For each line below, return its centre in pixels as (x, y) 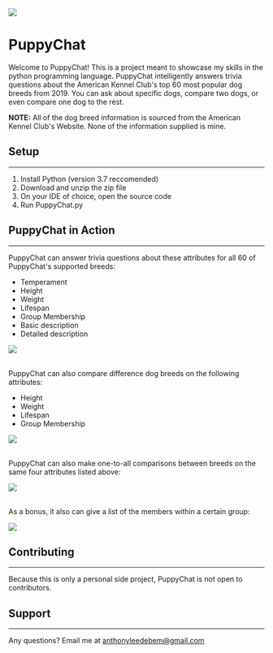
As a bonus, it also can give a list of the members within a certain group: (129, 511)
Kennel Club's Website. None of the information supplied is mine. (117, 126)
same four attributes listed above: (65, 472)
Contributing (41, 552)
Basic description (49, 325)
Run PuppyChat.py (52, 205)
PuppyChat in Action (62, 230)
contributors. (30, 588)
